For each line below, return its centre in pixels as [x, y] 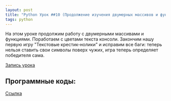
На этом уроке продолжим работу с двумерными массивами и [75, 34]
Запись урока [20, 65]
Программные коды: [41, 81]
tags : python [19, 19]
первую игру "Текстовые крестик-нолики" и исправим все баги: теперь [84, 45]
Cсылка [14, 93]
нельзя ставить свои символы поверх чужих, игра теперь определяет [82, 50]
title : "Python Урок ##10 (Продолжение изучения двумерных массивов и [82, 15]
